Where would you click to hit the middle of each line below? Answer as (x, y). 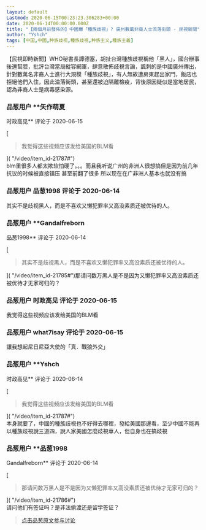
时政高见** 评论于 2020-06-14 (45, 378)
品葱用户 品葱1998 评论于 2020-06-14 (63, 191)
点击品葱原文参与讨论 (48, 520)
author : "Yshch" (27, 35)
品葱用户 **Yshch (33, 364)
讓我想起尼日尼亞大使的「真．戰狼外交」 (57, 347)
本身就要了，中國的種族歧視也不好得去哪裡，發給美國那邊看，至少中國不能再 (103, 423)
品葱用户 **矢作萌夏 (36, 107)
